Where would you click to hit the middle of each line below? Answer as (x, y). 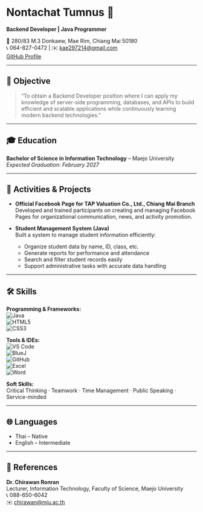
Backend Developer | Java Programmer (56, 29)
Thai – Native (31, 436)
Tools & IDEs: (23, 340)
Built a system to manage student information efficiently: (85, 235)
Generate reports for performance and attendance (87, 253)
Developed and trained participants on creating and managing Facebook (105, 210)
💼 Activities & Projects (49, 189)
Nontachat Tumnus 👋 (60, 12)
